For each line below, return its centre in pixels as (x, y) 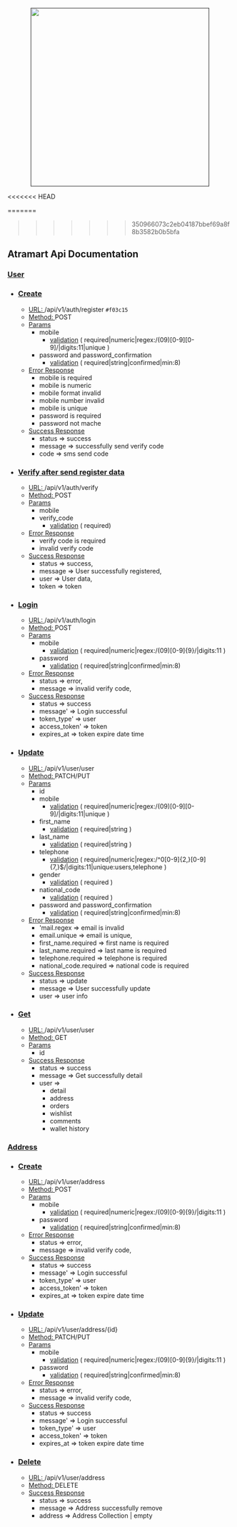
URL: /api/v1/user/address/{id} (73, 1330)
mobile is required (66, 377)
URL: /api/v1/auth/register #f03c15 (78, 309)
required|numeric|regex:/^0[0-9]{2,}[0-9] (145, 859)
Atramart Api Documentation (73, 254)
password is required (70, 416)
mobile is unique (63, 408)
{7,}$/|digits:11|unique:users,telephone (106, 867)
